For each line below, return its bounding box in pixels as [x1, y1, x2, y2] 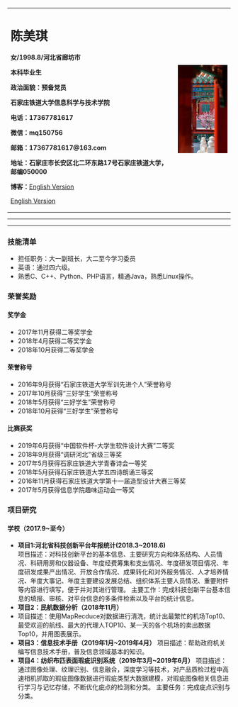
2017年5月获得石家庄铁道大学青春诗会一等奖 [17, 459, 147, 468]
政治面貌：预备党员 [10, 83, 67, 91]
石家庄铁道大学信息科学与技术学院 [10, 98, 110, 106]
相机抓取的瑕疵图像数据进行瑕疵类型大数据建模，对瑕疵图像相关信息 [23, 674, 223, 683]
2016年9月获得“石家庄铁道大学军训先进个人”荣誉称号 [17, 380, 172, 389]
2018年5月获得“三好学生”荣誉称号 [17, 398, 116, 406]
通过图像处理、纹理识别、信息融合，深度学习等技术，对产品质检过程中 [17, 665, 223, 674]
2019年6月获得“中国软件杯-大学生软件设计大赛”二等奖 [17, 441, 175, 450]
